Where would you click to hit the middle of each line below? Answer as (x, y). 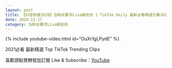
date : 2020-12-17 (24, 19)
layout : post (19, 10)
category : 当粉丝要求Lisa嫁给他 (37, 24)
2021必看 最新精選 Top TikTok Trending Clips (53, 50)
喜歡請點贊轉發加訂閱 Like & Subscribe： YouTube (58, 60)
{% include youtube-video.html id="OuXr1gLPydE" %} (62, 39)
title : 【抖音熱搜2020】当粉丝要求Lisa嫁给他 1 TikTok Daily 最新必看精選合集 (83, 15)
